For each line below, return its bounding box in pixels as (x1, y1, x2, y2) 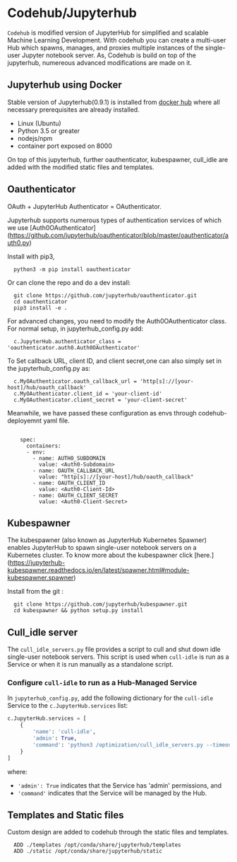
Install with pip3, (7, 252, 55, 260)
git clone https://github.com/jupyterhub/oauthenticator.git (13, 292, 197, 299)
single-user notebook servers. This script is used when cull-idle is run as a (7, 653, 229, 661)
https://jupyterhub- (9, 558, 66, 567)
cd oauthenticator (13, 298, 68, 305)
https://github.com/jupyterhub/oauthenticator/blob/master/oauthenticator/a (9, 231, 229, 239)
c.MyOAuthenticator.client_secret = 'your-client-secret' (13, 396, 188, 403)
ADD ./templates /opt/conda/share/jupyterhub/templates (13, 841, 181, 849)
